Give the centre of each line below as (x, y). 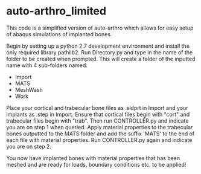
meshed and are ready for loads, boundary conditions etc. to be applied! (96, 164)
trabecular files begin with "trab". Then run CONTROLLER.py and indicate (97, 121)
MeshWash (29, 89)
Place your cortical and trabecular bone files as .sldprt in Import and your (97, 108)
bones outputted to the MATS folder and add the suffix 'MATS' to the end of (101, 134)
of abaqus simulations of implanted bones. (59, 34)
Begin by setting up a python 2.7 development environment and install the (98, 46)
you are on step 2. (29, 146)
